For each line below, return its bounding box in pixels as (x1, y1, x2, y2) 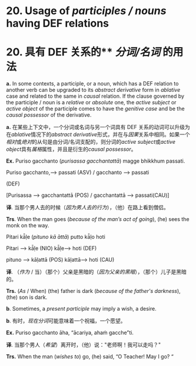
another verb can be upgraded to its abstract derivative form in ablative (6, 87, 181, 94)
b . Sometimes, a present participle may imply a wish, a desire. (6, 305, 157, 312)
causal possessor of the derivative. (6, 111, 92, 118)
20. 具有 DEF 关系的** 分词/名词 (6, 45, 161, 59)
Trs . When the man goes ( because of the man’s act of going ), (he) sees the (6, 216, 190, 223)
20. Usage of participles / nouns (6, 4, 167, 18)
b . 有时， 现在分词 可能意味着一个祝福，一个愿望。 (6, 317, 126, 325)
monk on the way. (6, 222, 49, 229)
